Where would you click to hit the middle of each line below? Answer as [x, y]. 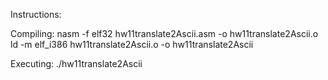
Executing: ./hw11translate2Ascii [76, 63]
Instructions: [36, 14]
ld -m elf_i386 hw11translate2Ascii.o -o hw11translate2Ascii [132, 44]
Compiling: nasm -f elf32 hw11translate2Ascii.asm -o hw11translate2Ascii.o [164, 33]
